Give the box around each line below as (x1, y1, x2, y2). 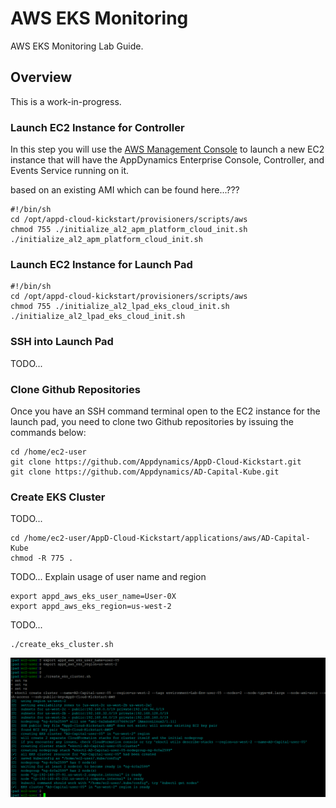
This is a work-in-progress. (10, 95, 122, 107)
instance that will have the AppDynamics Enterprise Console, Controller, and (10, 154, 325, 166)
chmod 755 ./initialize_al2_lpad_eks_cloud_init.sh (10, 302, 230, 312)
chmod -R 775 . (10, 553, 74, 564)
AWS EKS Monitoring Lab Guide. (10, 40, 144, 52)
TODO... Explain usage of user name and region (10, 571, 207, 583)
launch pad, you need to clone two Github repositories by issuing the (10, 415, 295, 427)
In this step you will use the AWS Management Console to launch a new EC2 (10, 143, 325, 156)
